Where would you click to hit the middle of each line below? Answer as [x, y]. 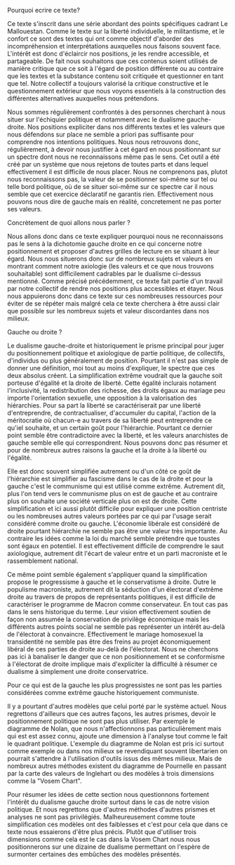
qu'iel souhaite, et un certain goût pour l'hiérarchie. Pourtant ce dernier [110, 428]
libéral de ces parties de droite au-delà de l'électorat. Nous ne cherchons [113, 649]
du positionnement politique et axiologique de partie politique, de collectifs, [116, 353]
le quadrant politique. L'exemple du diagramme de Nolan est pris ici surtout [116, 743]
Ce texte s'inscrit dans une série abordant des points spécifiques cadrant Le [117, 24]
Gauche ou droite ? [35, 332]
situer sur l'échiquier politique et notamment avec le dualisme [96, 119]
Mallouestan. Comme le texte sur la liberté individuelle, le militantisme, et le [116, 31]
